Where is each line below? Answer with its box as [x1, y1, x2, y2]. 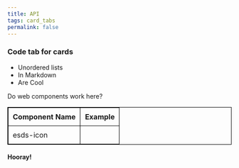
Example [85, 111, 115, 121]
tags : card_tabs [7, 17, 55, 24]
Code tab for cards [7, 47, 73, 57]
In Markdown [17, 70, 57, 79]
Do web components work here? [7, 91, 103, 100]
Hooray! [7, 153, 32, 162]
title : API [7, 10, 40, 18]
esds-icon [13, 130, 48, 140]
